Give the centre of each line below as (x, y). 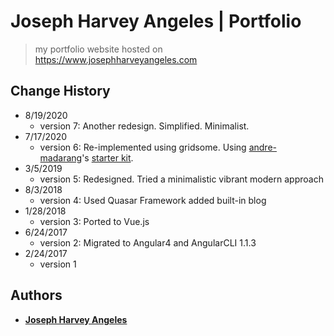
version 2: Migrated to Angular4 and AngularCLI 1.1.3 (148, 242)
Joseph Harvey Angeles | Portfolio (156, 21)
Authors (36, 295)
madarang (61, 157)
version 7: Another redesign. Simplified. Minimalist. (144, 126)
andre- (262, 147)
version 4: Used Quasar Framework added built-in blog (153, 200)
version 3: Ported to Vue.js (94, 221)
